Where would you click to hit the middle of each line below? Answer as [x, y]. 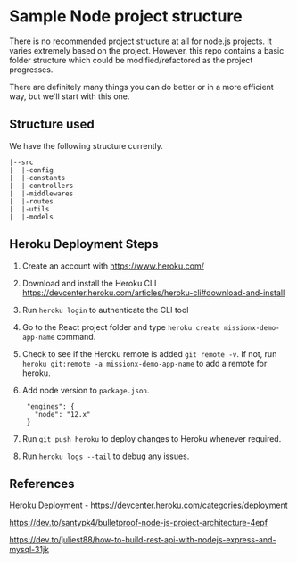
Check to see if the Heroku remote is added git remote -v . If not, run [149, 353]
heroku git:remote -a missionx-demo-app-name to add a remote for [144, 363]
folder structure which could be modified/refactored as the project [131, 60]
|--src [21, 162]
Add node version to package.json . [86, 390]
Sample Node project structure [126, 17]
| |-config [31, 170]
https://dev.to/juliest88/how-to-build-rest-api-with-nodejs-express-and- [143, 540]
